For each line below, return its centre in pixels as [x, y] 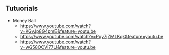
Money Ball [24, 20]
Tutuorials [22, 8]
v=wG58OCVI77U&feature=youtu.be [58, 47]
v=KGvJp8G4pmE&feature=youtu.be [58, 31]
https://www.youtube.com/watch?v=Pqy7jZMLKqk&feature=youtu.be [92, 36]
